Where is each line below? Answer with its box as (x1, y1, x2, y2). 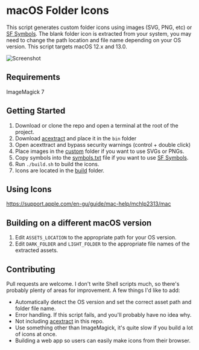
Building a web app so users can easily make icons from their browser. (14, 337, 191, 344)
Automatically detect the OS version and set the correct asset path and (14, 299, 192, 305)
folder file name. (14, 305, 56, 312)
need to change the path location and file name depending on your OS (6, 36, 182, 44)
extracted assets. (14, 247, 58, 254)
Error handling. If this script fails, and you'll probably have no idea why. (14, 311, 192, 318)
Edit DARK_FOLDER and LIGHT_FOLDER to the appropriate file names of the (14, 240, 190, 248)
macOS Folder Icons (6, 4, 110, 18)
